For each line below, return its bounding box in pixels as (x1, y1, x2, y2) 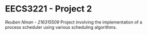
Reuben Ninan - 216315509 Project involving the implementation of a (5, 19, 142, 25)
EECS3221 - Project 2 (5, 3, 92, 14)
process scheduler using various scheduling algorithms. (5, 24, 117, 30)
